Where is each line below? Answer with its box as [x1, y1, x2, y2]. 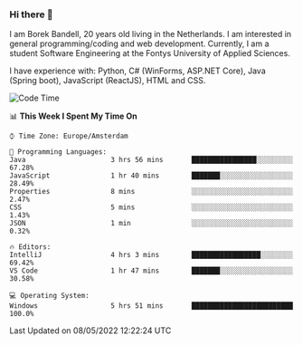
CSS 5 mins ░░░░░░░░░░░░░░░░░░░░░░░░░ [9, 203, 294, 212]
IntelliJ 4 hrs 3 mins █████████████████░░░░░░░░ [9, 251, 294, 260]
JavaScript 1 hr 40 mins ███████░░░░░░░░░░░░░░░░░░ [9, 171, 294, 180]
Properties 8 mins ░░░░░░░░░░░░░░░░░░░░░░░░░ [9, 187, 294, 196]
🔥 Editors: [9, 243, 52, 252]
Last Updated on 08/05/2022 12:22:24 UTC [9, 325, 172, 336]
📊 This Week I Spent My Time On [9, 110, 137, 121]
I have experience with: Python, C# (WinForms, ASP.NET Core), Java [9, 65, 267, 76]
